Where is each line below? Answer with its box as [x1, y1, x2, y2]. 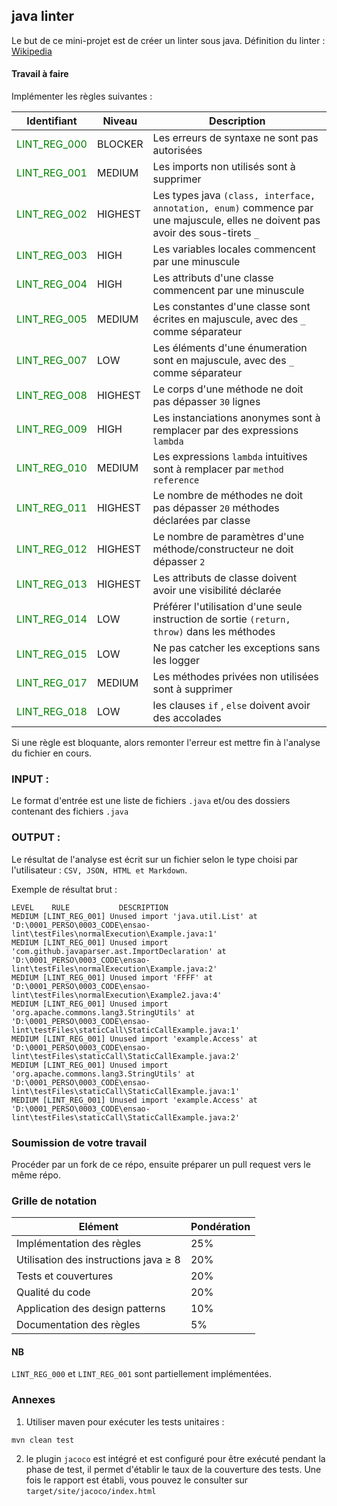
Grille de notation [11, 1194, 98, 1208]
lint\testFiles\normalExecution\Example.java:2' [11, 964, 218, 974]
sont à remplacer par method [152, 462, 284, 476]
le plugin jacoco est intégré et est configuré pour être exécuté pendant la [25, 1452, 326, 1464]
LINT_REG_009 [16, 422, 88, 436]
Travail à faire [11, 68, 69, 80]
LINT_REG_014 [16, 612, 88, 626]
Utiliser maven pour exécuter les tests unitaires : [25, 1415, 225, 1428]
